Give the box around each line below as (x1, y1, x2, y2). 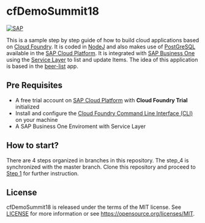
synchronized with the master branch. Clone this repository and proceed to (6, 163, 196, 170)
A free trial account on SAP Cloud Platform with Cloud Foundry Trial (15, 96, 188, 104)
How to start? (6, 140, 59, 151)
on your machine (15, 116, 58, 123)
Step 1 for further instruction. (6, 170, 80, 177)
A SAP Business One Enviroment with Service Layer (15, 123, 146, 130)
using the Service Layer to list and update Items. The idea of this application (6, 56, 198, 63)
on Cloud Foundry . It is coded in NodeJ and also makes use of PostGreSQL (6, 43, 196, 50)
